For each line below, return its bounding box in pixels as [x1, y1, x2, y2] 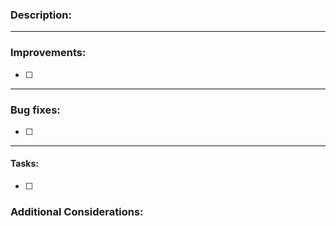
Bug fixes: [10, 103, 61, 117]
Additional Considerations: [10, 205, 144, 219]
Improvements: [10, 46, 87, 60]
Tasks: [10, 158, 39, 170]
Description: [10, 8, 72, 22]
